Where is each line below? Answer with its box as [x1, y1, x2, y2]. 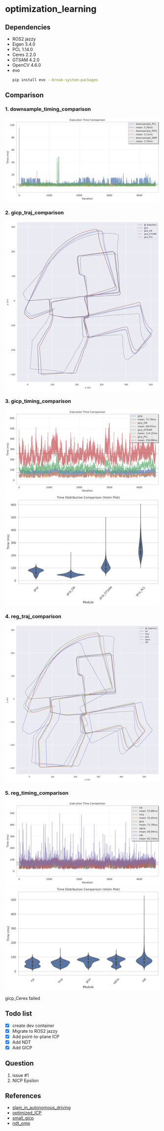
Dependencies [5, 23, 51, 31]
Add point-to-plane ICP [12, 1033, 60, 1040]
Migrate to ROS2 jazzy [12, 1028, 58, 1034]
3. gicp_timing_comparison [5, 398, 71, 405]
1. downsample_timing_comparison [5, 106, 91, 113]
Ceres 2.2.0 [12, 52, 36, 57]
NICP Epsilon [12, 1077, 39, 1083]
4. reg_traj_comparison [5, 613, 61, 620]
